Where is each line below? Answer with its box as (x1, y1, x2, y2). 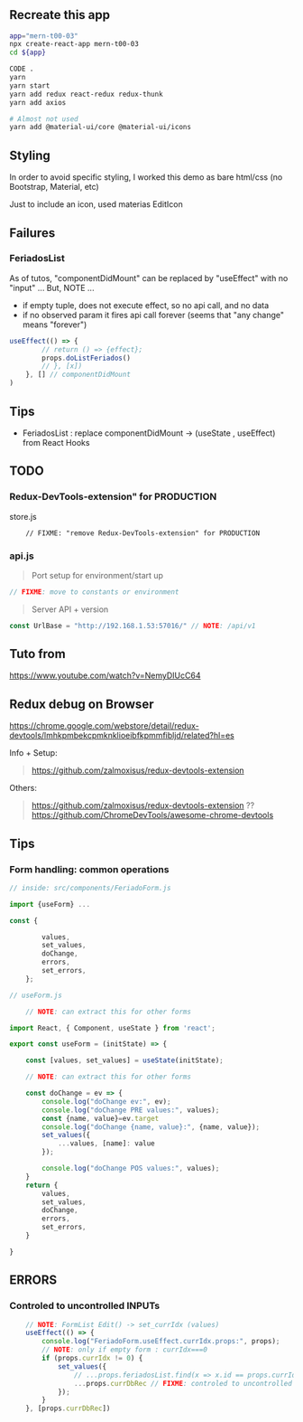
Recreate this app (9, 7, 111, 23)
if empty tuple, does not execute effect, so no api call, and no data (22, 299, 270, 310)
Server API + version (31, 604, 109, 615)
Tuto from (9, 646, 66, 662)
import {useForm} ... (9, 899, 91, 909)
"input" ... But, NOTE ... (9, 282, 95, 293)
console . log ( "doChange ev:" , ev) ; (41, 1097, 171, 1106)
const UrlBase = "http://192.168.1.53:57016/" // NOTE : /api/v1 (9, 621, 256, 630)
